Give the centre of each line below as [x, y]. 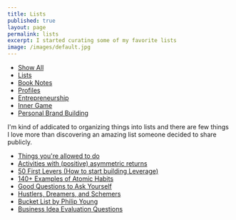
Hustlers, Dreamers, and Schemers [69, 194]
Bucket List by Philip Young [58, 201]
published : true [31, 21]
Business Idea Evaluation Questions [70, 209]
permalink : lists [33, 34]
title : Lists [27, 14]
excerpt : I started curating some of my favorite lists [92, 41]
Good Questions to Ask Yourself [65, 186]
